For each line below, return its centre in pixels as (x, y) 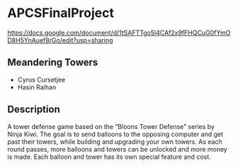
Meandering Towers (53, 63)
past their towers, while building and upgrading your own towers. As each (115, 141)
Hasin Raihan (37, 87)
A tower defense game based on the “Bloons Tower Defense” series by (111, 126)
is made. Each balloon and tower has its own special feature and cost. (109, 157)
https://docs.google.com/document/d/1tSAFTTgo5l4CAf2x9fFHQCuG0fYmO (119, 33)
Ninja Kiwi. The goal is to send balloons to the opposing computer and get (115, 134)
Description (34, 110)
